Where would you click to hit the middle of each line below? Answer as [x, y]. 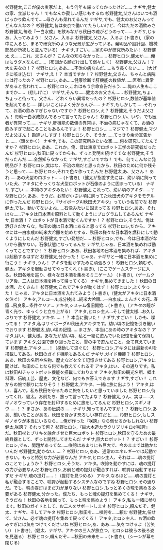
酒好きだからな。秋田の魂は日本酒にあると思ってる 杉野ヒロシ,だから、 [76, 226]
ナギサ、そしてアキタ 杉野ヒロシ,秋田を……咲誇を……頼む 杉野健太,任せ [85, 512]
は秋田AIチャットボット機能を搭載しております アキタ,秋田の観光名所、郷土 [81, 372]
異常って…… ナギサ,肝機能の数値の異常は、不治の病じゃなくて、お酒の [84, 123]
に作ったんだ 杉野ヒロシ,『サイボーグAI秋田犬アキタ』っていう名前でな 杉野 [81, 202]
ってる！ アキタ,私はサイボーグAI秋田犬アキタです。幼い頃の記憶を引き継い [80, 323]
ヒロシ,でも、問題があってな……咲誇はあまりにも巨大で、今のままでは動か [79, 445]
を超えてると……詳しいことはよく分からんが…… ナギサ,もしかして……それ [79, 104]
